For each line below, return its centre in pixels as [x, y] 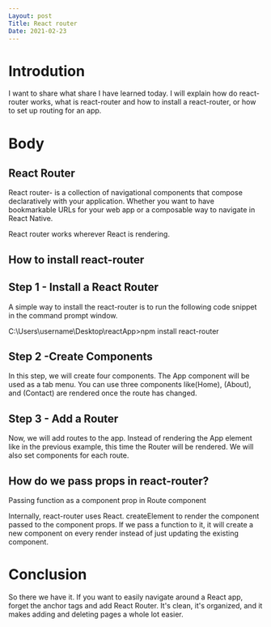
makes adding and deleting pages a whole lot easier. [96, 614]
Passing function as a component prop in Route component [107, 500]
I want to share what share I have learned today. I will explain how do [123, 93]
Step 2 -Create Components [81, 356]
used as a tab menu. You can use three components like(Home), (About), [130, 385]
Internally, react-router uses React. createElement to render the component [134, 516]
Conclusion [48, 575]
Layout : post [30, 16]
